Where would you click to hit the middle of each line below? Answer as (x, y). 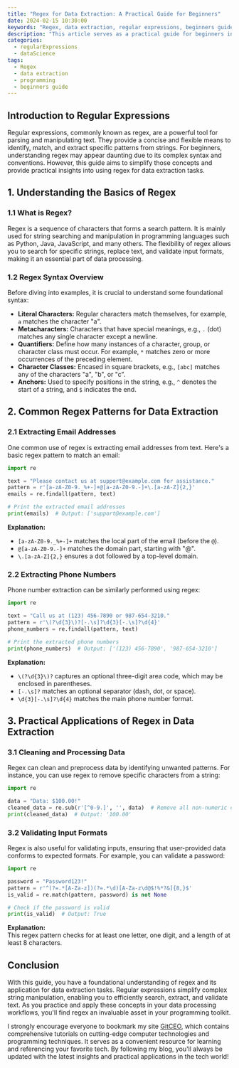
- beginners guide (41, 87)
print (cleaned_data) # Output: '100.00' (70, 814)
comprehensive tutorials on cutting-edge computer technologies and (108, 1034)
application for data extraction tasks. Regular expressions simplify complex (117, 990)
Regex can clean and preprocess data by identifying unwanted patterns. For (119, 768)
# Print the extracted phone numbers (63, 642)
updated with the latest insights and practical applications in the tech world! (118, 1057)
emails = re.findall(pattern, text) (62, 494)
